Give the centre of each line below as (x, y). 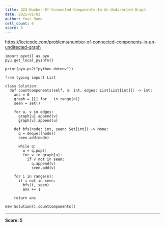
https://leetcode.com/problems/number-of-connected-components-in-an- (81, 42)
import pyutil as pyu (27, 56)
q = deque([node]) (37, 134)
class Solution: (22, 86)
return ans (25, 198)
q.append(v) (43, 164)
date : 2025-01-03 (23, 14)
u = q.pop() (35, 151)
